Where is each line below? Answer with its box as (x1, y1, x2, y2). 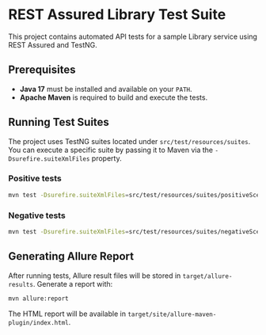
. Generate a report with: (32, 279, 113, 288)
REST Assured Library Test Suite (8, 6, 226, 24)
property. (91, 153, 122, 163)
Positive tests (8, 173, 62, 184)
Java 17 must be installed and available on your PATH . (19, 84, 192, 93)
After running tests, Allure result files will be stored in (8, 271, 181, 280)
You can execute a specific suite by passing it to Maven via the (8, 145, 214, 154)
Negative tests (8, 210, 66, 221)
